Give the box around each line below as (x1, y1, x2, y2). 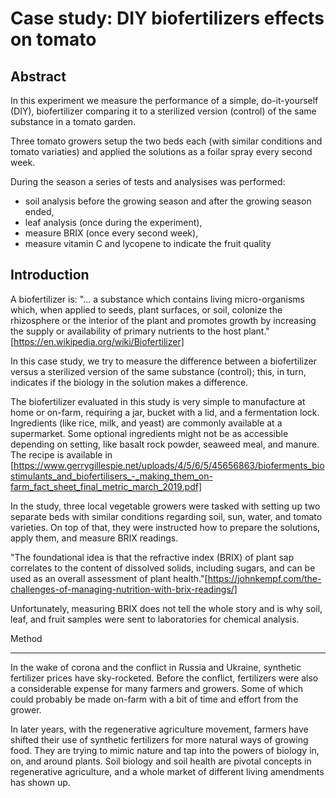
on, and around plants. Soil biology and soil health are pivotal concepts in (10, 755, 312, 767)
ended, (24, 206, 55, 217)
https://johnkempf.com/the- (207, 572, 322, 584)
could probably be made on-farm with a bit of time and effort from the (10, 693, 299, 705)
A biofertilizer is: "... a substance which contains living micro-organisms (10, 293, 305, 305)
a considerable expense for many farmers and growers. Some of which (10, 682, 303, 694)
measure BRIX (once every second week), (24, 227, 199, 239)
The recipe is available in (10, 448, 113, 461)
